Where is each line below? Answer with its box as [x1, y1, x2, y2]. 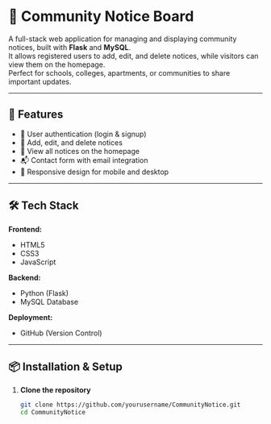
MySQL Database [19, 297, 79, 306]
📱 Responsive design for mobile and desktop [19, 167, 169, 177]
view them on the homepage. [8, 60, 106, 69]
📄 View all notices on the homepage [19, 146, 140, 156]
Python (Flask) [19, 288, 69, 297]
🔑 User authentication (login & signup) [19, 129, 147, 139]
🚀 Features [8, 108, 64, 122]
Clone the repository [19, 385, 91, 395]
